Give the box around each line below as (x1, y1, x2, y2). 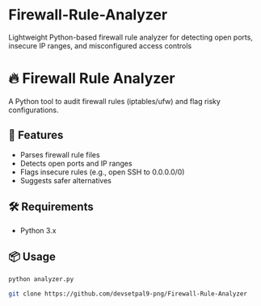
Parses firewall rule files (19, 149, 100, 159)
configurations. (8, 105, 59, 115)
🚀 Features (8, 128, 64, 142)
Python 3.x (19, 225, 57, 235)
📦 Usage (8, 249, 57, 263)
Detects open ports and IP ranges (19, 158, 133, 168)
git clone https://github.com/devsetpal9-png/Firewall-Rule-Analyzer (8, 290, 248, 298)
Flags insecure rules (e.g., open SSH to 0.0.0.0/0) (19, 167, 185, 177)
